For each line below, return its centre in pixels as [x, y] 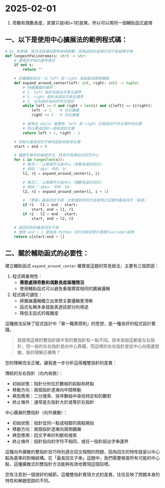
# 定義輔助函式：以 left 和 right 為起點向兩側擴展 [62, 79]
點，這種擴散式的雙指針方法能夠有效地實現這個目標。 [59, 464]
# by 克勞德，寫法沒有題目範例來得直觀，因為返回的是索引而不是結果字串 [69, 51]
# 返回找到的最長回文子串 [36, 227]
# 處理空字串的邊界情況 [34, 60]
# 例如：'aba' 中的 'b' [45, 169]
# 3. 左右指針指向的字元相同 [48, 101]
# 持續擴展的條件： [40, 87]
